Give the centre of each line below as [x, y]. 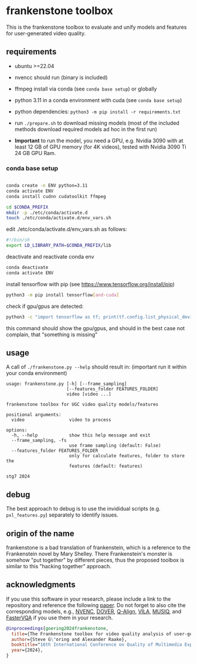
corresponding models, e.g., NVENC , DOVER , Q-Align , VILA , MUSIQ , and [94, 611]
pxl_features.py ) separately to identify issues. [62, 515]
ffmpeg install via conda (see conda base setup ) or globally [86, 89]
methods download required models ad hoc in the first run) [86, 129]
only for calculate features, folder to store [127, 456]
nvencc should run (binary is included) [61, 77]
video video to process [61, 420]
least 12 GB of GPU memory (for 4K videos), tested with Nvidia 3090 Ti [100, 147]
